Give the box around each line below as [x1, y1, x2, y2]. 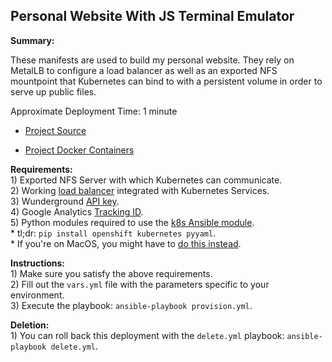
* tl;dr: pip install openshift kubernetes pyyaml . [10, 227, 217, 239]
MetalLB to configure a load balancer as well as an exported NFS [10, 64, 278, 76]
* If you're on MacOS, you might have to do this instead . [10, 237, 242, 249]
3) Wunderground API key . [10, 195, 120, 207]
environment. [10, 289, 65, 301]
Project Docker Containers [24, 144, 135, 156]
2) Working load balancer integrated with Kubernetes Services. [10, 184, 270, 196]
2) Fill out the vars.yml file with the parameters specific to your [10, 278, 270, 290]
